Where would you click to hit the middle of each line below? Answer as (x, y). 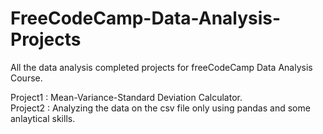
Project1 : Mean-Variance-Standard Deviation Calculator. (126, 97)
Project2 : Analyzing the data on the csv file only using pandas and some (160, 108)
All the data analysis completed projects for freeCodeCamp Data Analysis (161, 67)
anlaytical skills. (43, 118)
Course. (26, 78)
